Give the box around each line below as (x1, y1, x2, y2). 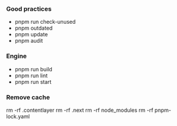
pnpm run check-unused (14, 18, 76, 26)
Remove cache (6, 93, 50, 101)
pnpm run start (14, 78, 52, 85)
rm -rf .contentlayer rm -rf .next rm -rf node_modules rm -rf (6, 106, 154, 114)
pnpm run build (14, 65, 52, 73)
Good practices (6, 5, 52, 13)
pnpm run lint (14, 72, 48, 79)
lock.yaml (6, 112, 30, 120)
